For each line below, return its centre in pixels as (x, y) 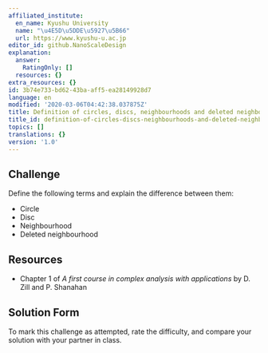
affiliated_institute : (46, 16)
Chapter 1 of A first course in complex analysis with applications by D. (135, 279)
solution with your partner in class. (65, 339)
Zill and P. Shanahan (53, 288)
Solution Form (44, 312)
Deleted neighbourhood (59, 234)
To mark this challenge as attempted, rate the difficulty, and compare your (130, 331)
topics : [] (26, 127)
